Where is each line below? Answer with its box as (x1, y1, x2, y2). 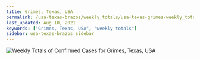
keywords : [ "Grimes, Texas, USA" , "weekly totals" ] (6, 25, 137, 31)
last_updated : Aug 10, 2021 (6, 20, 76, 26)
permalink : (6, 14, 33, 20)
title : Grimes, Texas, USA (6, 8, 73, 15)
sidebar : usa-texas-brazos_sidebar (6, 31, 95, 37)
